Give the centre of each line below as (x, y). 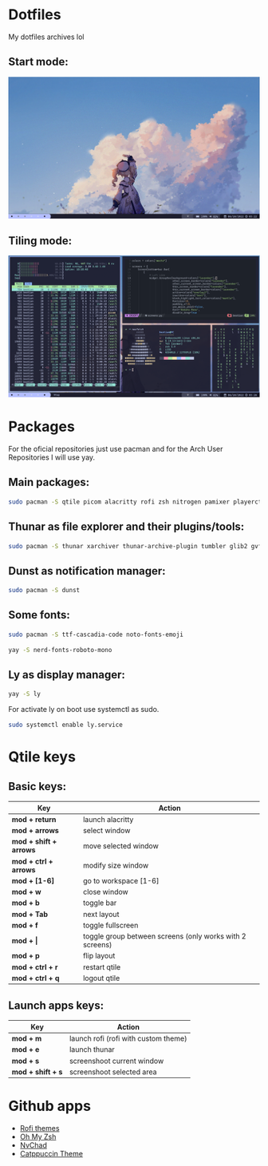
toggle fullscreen (110, 925)
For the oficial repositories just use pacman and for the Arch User (116, 449)
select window (106, 831)
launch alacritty (108, 819)
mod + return (34, 819)
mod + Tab (30, 914)
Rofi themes (39, 1128)
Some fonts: (39, 615)
